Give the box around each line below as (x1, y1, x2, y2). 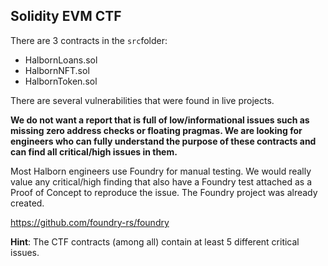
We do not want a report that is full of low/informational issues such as (10, 114, 310, 126)
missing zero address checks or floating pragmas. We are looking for (10, 124, 303, 136)
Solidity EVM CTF (10, 8, 122, 25)
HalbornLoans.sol (24, 54, 98, 66)
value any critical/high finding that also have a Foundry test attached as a (10, 175, 313, 188)
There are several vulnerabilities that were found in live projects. (10, 94, 275, 106)
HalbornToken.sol (24, 75, 98, 87)
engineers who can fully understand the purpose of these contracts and (10, 135, 317, 147)
